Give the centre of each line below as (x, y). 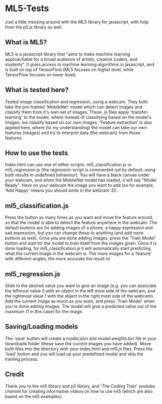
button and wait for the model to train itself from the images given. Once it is (81, 243)
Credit (15, 374)
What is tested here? (37, 90)
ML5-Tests (27, 8)
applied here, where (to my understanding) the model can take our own (76, 127)
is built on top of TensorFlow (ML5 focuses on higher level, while (69, 69)
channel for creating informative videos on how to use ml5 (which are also (79, 391)
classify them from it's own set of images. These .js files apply (67, 112)
